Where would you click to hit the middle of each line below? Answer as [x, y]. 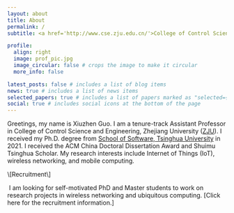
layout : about [28, 14]
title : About [26, 20]
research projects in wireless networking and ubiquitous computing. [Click [114, 196]
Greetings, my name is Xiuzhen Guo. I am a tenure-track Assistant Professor [117, 124]
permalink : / [26, 27]
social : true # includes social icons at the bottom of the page [104, 104]
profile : [20, 46]
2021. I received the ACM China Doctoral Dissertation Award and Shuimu [111, 146]
